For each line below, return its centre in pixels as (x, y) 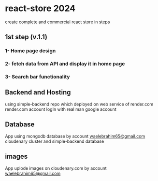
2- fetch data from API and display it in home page (65, 64)
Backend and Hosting (38, 92)
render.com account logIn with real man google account (61, 109)
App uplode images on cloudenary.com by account (56, 168)
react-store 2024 (40, 8)
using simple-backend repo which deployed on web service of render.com (79, 104)
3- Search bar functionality (37, 77)
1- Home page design (30, 51)
